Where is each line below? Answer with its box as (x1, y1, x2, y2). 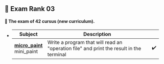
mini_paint (14, 48, 38, 55)
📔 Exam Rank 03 (4, 5, 55, 13)
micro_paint (14, 42, 43, 48)
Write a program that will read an (47, 39, 123, 46)
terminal (47, 51, 67, 58)
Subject (19, 31, 38, 37)
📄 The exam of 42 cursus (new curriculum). (4, 18, 95, 24)
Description (83, 31, 111, 37)
